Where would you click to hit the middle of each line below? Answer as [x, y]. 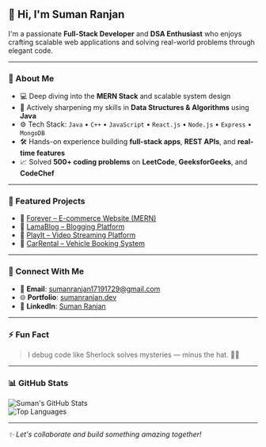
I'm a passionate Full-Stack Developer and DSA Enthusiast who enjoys [125, 33]
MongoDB [32, 134]
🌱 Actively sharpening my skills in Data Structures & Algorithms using [134, 108]
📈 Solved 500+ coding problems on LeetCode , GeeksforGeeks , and [133, 162]
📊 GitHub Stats [38, 383]
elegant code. [31, 50]
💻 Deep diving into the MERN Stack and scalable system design [125, 97]
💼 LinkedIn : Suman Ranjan [63, 306]
